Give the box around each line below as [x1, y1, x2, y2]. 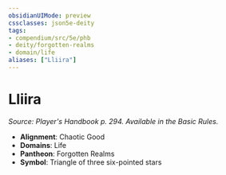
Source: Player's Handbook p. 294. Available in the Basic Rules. [8, 116, 219, 126]
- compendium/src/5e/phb [8, 33, 91, 42]
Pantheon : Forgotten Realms [19, 149, 115, 158]
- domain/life [8, 49, 56, 56]
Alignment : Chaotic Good [19, 132, 105, 142]
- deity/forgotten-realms [8, 41, 94, 49]
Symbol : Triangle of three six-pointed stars [19, 157, 162, 167]
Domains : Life [19, 140, 66, 150]
